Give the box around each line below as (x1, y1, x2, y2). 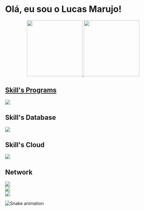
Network (5, 168, 33, 176)
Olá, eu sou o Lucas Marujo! (5, 3, 122, 15)
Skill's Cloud (5, 140, 45, 149)
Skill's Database (5, 113, 56, 122)
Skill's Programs (5, 86, 57, 95)
